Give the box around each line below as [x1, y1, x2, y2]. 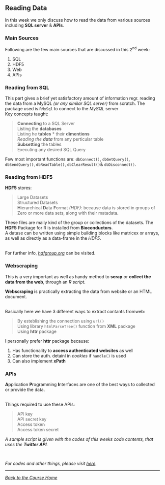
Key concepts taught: [5, 111, 48, 117]
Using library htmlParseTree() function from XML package [17, 323, 136, 329]
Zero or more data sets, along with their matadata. [17, 210, 119, 216]
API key [17, 411, 33, 417]
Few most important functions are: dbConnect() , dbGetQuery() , [5, 156, 130, 162]
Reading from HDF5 [5, 173, 53, 180]
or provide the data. [5, 387, 45, 392]
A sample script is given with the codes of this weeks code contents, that [5, 436, 154, 442]
